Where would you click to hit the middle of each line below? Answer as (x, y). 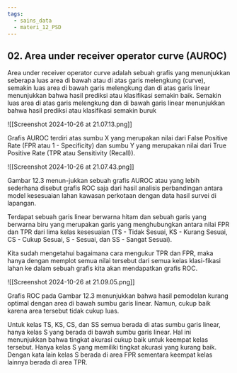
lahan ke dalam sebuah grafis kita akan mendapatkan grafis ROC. (103, 268)
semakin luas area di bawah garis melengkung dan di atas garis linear (109, 88)
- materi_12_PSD (37, 27)
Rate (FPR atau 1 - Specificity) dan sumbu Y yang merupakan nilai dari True (117, 145)
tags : (15, 14)
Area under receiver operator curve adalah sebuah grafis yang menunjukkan (119, 73)
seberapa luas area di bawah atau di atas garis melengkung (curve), (106, 80)
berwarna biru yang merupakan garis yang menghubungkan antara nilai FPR (118, 225)
